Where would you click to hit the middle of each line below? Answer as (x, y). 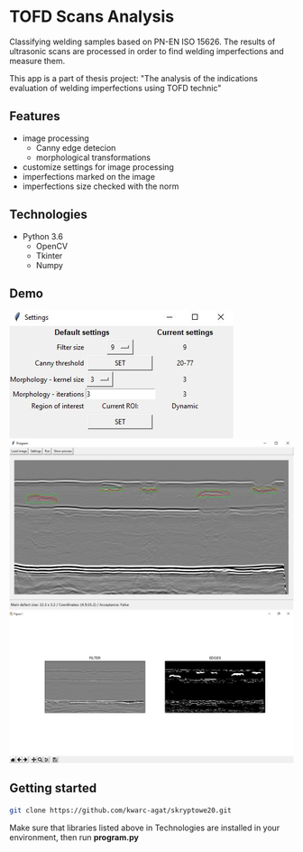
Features (35, 116)
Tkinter (49, 256)
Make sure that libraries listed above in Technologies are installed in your (145, 828)
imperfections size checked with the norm (101, 186)
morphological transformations (93, 157)
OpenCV (52, 246)
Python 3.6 (42, 236)
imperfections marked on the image (89, 176)
